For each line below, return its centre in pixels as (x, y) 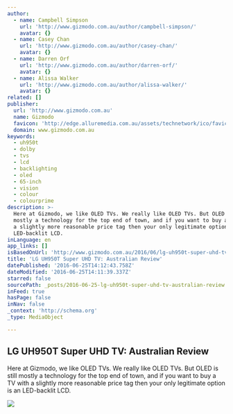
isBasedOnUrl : (28, 253)
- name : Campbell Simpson (51, 20)
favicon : (26, 123)
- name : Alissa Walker (46, 78)
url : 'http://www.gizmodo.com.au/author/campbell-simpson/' (108, 26)
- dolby (25, 149)
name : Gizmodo (34, 117)
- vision (26, 188)
